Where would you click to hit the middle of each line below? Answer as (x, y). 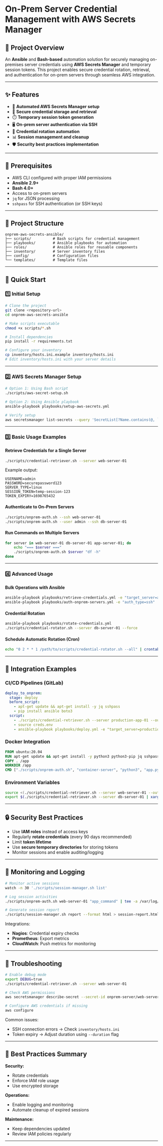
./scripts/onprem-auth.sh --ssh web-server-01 (53, 517)
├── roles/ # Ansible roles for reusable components (71, 247)
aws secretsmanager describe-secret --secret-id (55, 997)
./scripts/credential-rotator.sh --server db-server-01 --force (71, 628)
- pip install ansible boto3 (43, 711)
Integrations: (18, 924)
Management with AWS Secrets (70, 19)
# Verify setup (20, 415)
